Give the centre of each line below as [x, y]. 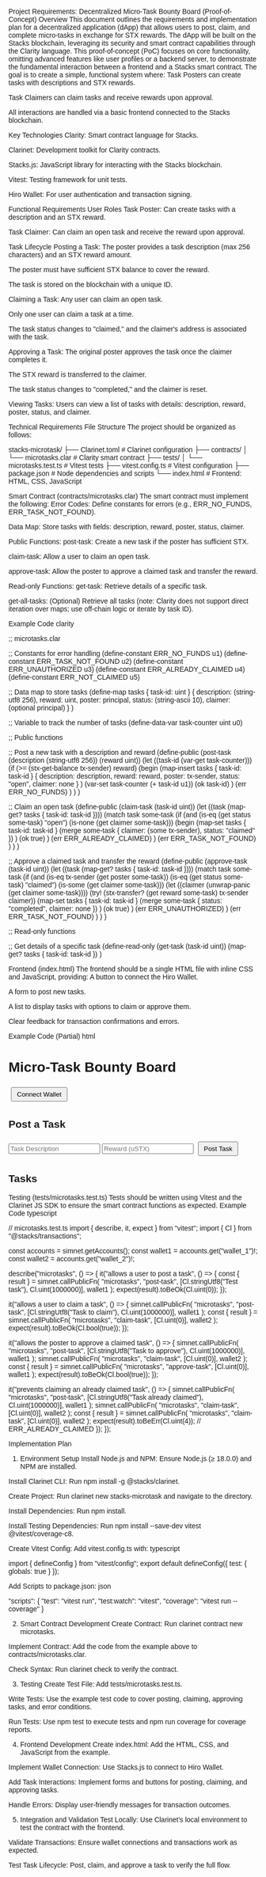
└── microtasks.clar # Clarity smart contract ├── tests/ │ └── [106, 458]
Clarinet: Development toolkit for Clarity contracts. [85, 150]
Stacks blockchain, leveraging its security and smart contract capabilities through [132, 43]
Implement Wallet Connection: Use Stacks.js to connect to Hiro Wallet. [116, 1767]
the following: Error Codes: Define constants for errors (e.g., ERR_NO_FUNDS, [130, 504]
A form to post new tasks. [47, 992]
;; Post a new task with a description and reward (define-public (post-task [120, 752]
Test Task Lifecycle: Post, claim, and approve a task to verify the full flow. [120, 1865]
